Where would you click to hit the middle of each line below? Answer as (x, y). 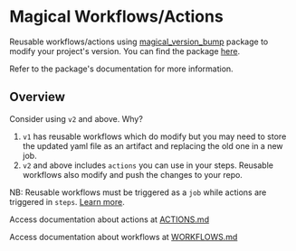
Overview (38, 97)
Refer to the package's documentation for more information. (121, 69)
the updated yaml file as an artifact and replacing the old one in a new (153, 145)
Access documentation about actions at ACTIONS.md (110, 219)
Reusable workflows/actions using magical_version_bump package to (139, 42)
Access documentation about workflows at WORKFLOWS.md (124, 237)
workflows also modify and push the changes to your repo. (132, 174)
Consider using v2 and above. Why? (76, 118)
